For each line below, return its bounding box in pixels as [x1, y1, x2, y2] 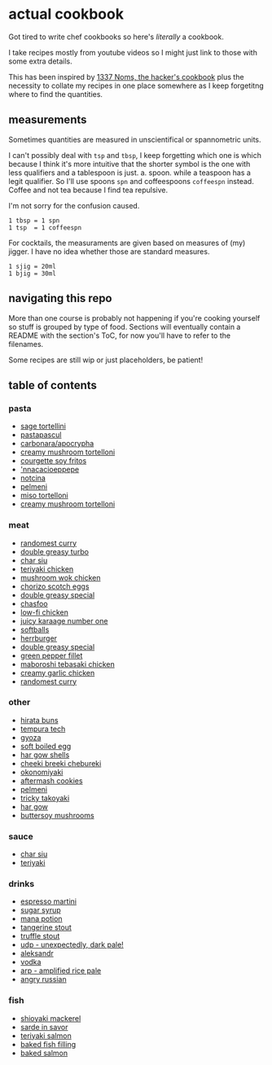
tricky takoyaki [20, 793, 70, 803]
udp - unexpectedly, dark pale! [20, 940, 124, 949]
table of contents [8, 378, 98, 392]
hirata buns [20, 715, 59, 725]
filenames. [8, 339, 44, 348]
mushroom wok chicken [20, 572, 101, 582]
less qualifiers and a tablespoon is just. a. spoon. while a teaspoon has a [8, 168, 251, 177]
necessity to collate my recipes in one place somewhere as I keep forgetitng [8, 81, 265, 90]
